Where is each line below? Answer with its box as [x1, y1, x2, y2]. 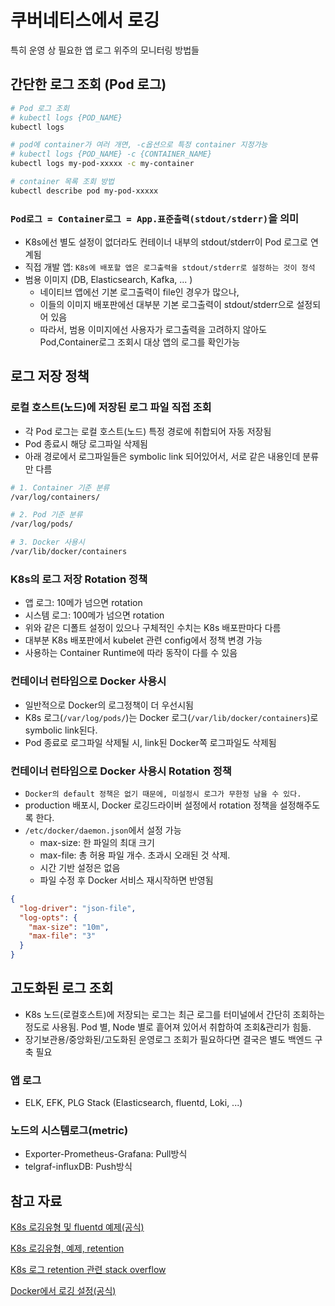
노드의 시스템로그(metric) [10, 1124, 129, 1138]
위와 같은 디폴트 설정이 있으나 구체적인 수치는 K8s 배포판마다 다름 [24, 622, 282, 634]
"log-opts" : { [19, 912, 78, 923]
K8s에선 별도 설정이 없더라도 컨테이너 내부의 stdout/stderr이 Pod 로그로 [24, 236, 308, 248]
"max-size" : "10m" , [28, 922, 110, 932]
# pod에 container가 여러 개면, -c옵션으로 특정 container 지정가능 [10, 140, 268, 150]
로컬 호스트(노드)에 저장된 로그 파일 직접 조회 [10, 401, 212, 415]
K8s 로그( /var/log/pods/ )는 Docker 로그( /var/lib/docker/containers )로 [24, 711, 319, 723]
